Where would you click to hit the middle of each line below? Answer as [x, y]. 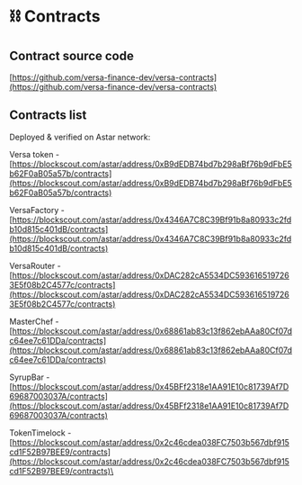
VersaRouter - [35, 265]
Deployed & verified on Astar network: [80, 137]
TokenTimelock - [40, 433]
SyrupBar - [30, 377]
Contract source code [72, 55]
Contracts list [48, 116]
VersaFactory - [37, 210]
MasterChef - [34, 321]
